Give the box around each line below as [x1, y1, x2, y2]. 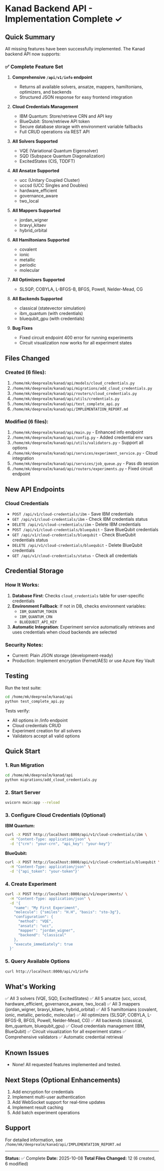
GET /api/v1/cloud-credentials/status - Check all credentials [12, 552, 138, 559]
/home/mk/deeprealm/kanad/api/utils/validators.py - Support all [12, 439, 144, 446]
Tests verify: [5, 707, 30, 713]
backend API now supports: [5, 51, 61, 57]
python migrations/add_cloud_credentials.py [5, 778, 97, 782]
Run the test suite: [5, 684, 41, 691]
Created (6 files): [5, 368, 46, 375]
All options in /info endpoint [12, 717, 68, 723]
